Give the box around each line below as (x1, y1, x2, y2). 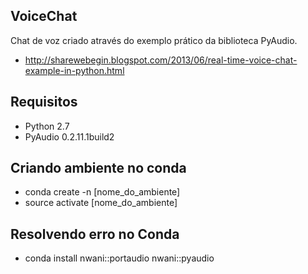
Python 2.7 (24, 120, 70, 132)
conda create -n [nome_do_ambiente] (24, 186, 181, 198)
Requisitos (10, 94, 78, 111)
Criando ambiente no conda (10, 160, 187, 177)
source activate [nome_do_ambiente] (24, 197, 178, 209)
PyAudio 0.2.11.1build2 (24, 130, 115, 143)
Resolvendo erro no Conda (10, 225, 180, 243)
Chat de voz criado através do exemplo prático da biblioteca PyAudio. (10, 34, 298, 46)
